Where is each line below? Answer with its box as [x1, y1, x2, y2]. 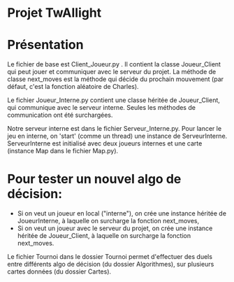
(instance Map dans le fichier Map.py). [7, 147, 119, 155]
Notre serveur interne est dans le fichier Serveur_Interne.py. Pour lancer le [7, 125, 222, 133]
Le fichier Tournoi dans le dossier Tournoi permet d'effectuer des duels [7, 253, 213, 261]
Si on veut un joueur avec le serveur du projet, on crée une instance [17, 224, 213, 232]
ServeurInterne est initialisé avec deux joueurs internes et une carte [7, 139, 203, 148]
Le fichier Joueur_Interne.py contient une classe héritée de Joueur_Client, [7, 96, 220, 104]
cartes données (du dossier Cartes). [7, 267, 112, 276]
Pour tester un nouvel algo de [7, 171, 182, 187]
